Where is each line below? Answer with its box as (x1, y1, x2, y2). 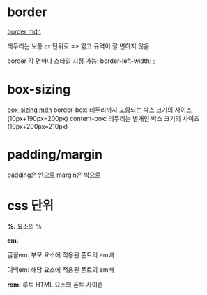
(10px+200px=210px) (7, 122, 68, 130)
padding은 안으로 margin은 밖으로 (7, 171, 101, 179)
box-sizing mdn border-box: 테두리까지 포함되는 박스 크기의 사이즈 (7, 106, 192, 114)
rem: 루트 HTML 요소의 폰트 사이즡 (7, 280, 103, 289)
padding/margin (7, 147, 103, 163)
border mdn (7, 27, 42, 36)
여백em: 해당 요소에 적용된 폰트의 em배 (7, 265, 114, 273)
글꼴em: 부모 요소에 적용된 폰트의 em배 (7, 250, 114, 259)
